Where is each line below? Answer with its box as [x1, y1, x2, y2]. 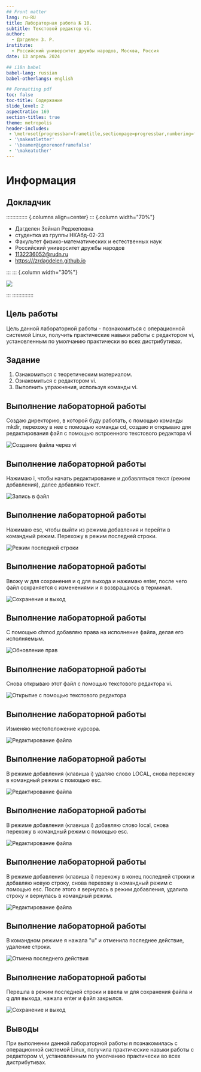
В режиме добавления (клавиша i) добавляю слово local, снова [6, 821, 169, 829]
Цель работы [6, 309, 58, 319]
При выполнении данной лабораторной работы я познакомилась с [6, 1040, 178, 1047]
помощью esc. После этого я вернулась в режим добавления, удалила [6, 885, 188, 892]
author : [6, 31, 26, 37]
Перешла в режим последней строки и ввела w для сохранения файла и [6, 989, 193, 996]
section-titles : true [6, 114, 60, 120]
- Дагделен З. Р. [11, 37, 55, 43]
